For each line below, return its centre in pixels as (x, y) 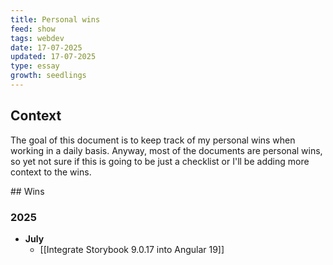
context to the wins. (51, 172)
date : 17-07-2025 (46, 47)
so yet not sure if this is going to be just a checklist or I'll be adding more (160, 161)
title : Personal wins (55, 19)
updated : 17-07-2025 (53, 57)
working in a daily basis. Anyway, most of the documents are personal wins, (166, 150)
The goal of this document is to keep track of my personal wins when (153, 140)
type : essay (35, 66)
